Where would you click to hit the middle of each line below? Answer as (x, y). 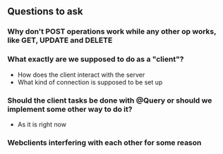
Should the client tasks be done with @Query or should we (110, 100)
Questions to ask (45, 12)
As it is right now (42, 124)
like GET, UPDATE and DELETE (60, 40)
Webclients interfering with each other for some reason (104, 142)
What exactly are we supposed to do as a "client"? (96, 59)
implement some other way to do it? (70, 109)
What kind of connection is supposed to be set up (90, 82)
